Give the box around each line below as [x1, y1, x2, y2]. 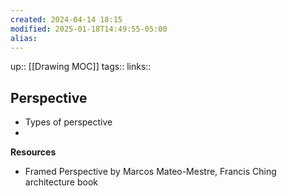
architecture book [24, 176, 99, 188]
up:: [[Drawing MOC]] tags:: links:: [10, 61, 152, 73]
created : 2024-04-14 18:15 [10, 14, 123, 25]
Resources [10, 146, 57, 158]
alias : [10, 33, 38, 43]
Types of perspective [24, 116, 113, 128]
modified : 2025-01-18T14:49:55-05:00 [10, 24, 168, 34]
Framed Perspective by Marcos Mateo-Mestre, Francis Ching [24, 166, 277, 178]
